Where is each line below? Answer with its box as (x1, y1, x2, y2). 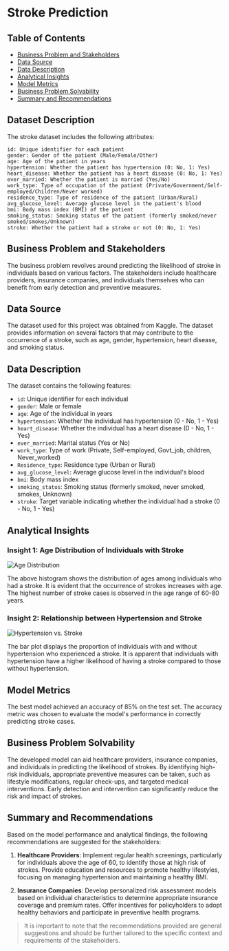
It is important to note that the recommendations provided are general (23, 921, 222, 930)
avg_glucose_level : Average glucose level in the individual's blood (17, 468, 205, 477)
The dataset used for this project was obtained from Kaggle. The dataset (7, 322, 213, 330)
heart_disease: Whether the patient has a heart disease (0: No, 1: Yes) (7, 170, 223, 177)
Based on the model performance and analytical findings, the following (7, 830, 208, 838)
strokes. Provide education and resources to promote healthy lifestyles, (17, 866, 220, 874)
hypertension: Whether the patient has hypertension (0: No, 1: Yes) (7, 164, 211, 171)
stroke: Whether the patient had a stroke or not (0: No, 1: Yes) (7, 224, 201, 231)
